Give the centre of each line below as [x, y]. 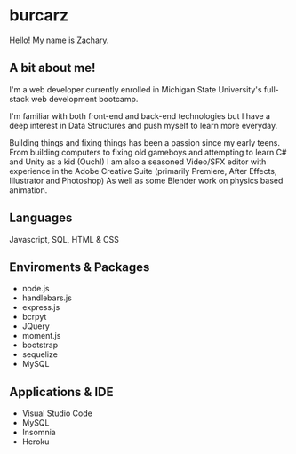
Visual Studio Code [57, 413]
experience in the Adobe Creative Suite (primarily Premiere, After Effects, [143, 171]
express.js [41, 307]
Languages [41, 218]
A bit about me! [52, 68]
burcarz [39, 16]
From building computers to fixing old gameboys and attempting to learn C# [148, 152]
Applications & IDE [61, 392]
